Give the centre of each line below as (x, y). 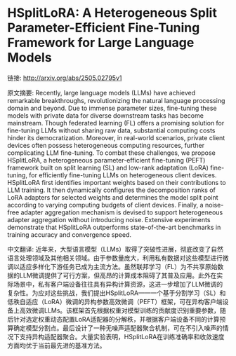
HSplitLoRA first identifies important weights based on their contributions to (117, 182)
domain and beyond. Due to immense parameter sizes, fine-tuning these (112, 108)
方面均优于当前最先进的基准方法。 (57, 345)
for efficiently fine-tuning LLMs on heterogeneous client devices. (123, 175)
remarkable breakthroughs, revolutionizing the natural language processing (116, 100)
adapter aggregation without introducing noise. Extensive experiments (109, 219)
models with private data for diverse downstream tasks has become (105, 115)
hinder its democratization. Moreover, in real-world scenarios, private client (116, 137)
